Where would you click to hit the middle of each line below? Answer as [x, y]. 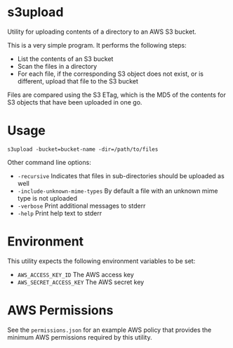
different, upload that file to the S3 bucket [78, 81]
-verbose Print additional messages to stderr [81, 206]
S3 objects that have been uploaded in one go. [75, 102]
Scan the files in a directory [57, 66]
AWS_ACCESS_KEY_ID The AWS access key [76, 274]
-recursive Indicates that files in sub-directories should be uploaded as [121, 175]
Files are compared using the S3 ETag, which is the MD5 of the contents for [116, 95]
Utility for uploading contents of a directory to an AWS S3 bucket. [102, 32]
